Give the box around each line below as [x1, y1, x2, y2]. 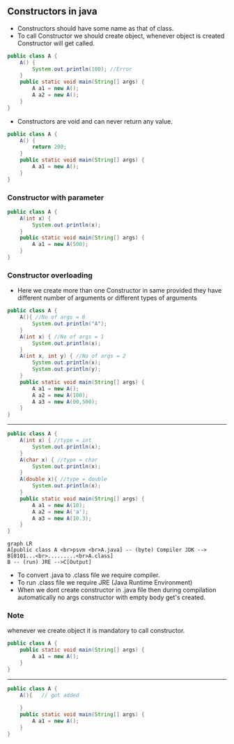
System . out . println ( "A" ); [32, 321, 108, 328]
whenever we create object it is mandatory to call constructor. [7, 627, 185, 635]
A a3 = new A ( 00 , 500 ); [32, 398, 98, 405]
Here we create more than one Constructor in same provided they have [17, 286, 222, 295]
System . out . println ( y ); [32, 366, 101, 373]
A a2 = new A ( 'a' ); [32, 508, 89, 516]
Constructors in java [7, 6, 97, 17]
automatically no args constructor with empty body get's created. [17, 593, 206, 601]
